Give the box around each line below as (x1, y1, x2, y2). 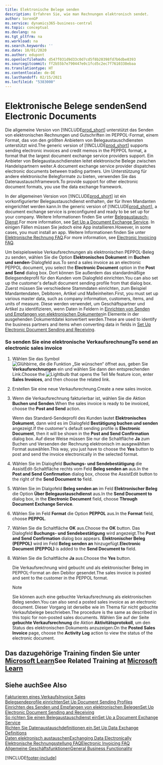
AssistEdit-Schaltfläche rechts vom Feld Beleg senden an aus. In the (12, 465, 149, 472)
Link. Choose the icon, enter (12, 371, 154, 377)
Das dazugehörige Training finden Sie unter (5, 649, 140, 658)
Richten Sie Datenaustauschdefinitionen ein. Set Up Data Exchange (5, 725, 139, 731)
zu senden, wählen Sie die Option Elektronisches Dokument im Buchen (5, 254, 150, 260)
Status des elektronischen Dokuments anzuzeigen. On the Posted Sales (12, 624, 156, 630)
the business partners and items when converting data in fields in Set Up (5, 321, 151, 327)
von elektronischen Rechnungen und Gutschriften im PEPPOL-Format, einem (5, 132, 159, 138)
